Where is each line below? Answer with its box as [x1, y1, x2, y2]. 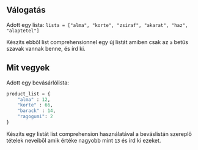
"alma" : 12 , [17, 96, 51, 103]
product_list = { [6, 91, 51, 97]
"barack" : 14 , [17, 108, 56, 114]
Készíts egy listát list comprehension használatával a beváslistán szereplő [6, 130, 193, 137]
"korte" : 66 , [17, 102, 53, 108]
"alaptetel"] [6, 28, 40, 34]
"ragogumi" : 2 [17, 113, 53, 120]
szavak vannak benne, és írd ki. [6, 45, 86, 52]
